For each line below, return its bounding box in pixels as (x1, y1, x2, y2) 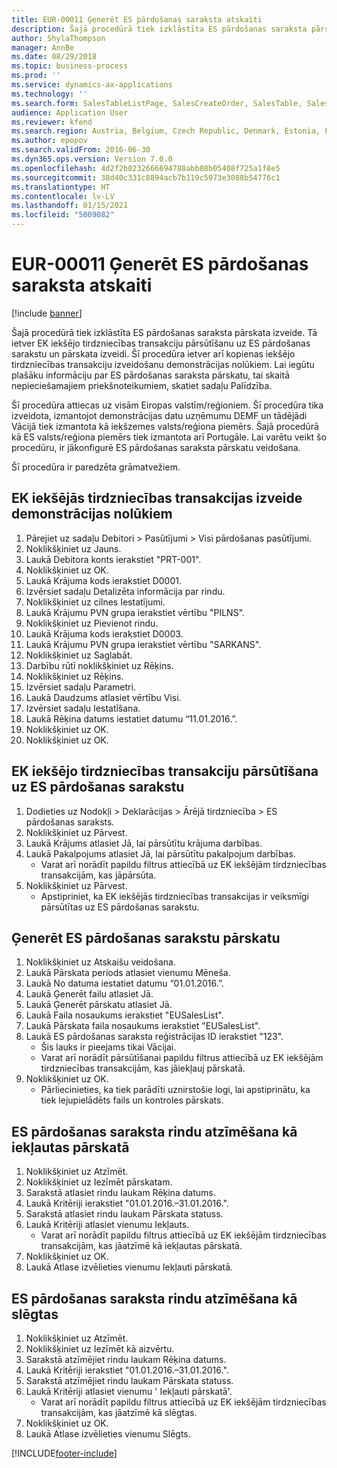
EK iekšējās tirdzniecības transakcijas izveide (11, 490, 303, 507)
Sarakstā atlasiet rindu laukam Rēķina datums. (25, 1187, 216, 1199)
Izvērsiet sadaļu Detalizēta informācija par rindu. (25, 585, 226, 597)
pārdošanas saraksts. (25, 816, 115, 828)
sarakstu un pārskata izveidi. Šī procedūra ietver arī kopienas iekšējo (11, 347, 296, 360)
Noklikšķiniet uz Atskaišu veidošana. (25, 956, 176, 968)
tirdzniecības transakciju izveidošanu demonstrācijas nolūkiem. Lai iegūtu (11, 358, 315, 370)
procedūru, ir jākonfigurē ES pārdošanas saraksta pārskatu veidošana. (11, 441, 301, 453)
